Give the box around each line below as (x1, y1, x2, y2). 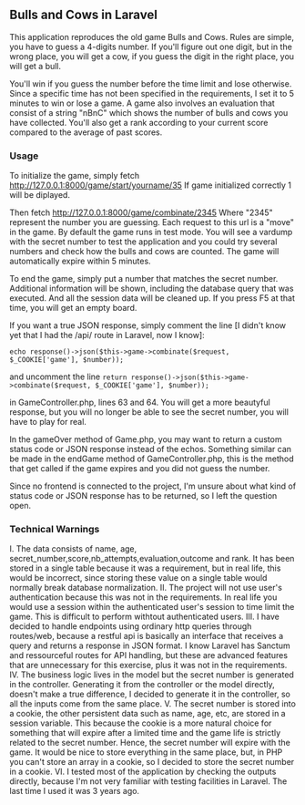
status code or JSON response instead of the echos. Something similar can (9, 444, 292, 455)
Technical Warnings (9, 523, 100, 536)
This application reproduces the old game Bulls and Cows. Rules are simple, (9, 31, 294, 42)
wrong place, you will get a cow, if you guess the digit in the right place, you (9, 50, 294, 62)
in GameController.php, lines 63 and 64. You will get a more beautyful (9, 397, 270, 408)
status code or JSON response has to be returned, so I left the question (9, 490, 278, 501)
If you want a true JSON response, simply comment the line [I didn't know (9, 320, 287, 331)
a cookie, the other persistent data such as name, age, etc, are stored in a (9, 708, 286, 719)
